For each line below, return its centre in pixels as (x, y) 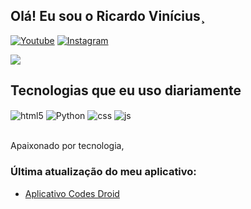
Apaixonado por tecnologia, (67, 146)
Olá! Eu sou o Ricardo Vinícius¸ (108, 16)
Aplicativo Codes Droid (72, 193)
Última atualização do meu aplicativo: (103, 172)
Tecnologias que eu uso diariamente (126, 90)
